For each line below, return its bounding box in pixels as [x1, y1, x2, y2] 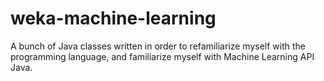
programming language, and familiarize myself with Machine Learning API [10, 50, 315, 62]
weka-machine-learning [10, 7, 217, 30]
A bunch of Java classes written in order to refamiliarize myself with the [10, 40, 307, 52]
